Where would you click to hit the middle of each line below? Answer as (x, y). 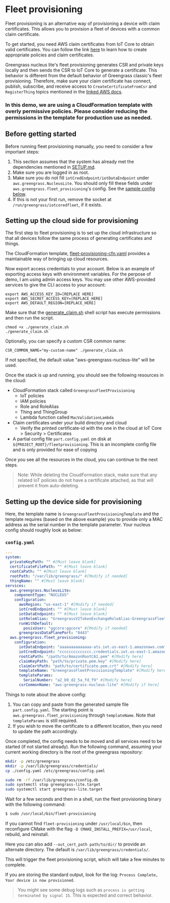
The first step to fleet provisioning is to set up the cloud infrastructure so (81, 233)
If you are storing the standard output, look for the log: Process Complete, (82, 875)
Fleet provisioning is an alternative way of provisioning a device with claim (83, 23)
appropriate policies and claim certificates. (50, 55)
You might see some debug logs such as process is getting (81, 890)
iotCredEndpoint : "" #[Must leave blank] (63, 609)
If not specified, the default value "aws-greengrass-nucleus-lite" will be (80, 360)
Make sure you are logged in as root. (51, 172)
